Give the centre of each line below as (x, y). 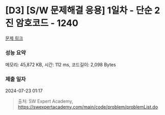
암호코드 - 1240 (47, 23)
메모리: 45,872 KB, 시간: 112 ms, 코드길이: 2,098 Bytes (61, 65)
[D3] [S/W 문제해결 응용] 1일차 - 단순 (79, 10)
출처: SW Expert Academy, (45, 101)
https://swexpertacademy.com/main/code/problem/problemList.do (88, 107)
